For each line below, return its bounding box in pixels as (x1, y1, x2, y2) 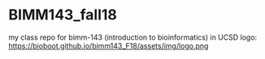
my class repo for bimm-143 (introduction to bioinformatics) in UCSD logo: (8, 32, 258, 42)
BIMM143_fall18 (8, 6, 118, 24)
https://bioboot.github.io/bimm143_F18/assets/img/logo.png (8, 40, 209, 50)
